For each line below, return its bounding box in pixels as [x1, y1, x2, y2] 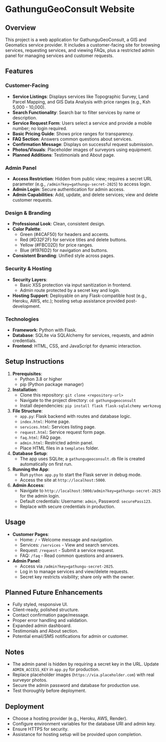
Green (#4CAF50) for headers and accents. [19, 231, 110, 237]
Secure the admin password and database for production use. [12, 682, 140, 688]
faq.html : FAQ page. [19, 434, 62, 440]
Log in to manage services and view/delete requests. [19, 568, 129, 574]
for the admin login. [19, 492, 60, 498]
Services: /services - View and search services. [19, 541, 120, 548]
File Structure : [12, 407, 43, 413]
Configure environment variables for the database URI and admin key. [12, 720, 156, 726]
